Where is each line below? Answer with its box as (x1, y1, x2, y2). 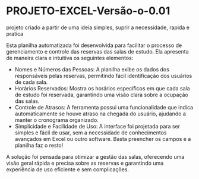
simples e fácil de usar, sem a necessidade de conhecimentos (14, 129, 168, 136)
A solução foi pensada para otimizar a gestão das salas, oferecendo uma (6, 153, 185, 160)
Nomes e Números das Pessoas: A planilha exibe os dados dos (14, 65, 169, 73)
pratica (6, 30, 24, 37)
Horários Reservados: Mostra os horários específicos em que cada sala (14, 84, 190, 92)
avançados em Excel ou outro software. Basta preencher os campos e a (14, 135, 191, 142)
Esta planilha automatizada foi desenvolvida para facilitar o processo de (6, 42, 182, 49)
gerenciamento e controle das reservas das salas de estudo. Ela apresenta (6, 48, 189, 55)
